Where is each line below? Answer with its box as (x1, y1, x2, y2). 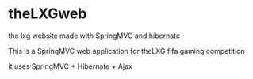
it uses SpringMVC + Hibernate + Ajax (8, 61, 132, 71)
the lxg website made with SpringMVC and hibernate (8, 31, 181, 40)
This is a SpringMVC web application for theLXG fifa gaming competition (8, 46, 245, 55)
